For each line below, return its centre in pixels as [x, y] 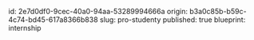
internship [25, 28]
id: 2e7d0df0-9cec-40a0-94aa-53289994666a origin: [98, 11]
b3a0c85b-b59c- [218, 11]
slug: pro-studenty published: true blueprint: [173, 20]
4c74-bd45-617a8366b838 [53, 20]
